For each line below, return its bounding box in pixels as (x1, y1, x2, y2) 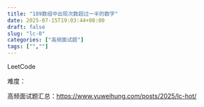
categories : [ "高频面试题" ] (7, 37, 84, 44)
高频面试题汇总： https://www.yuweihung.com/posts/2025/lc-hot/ (7, 92, 197, 100)
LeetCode (7, 63, 36, 70)
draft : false (7, 23, 46, 30)
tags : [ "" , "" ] (7, 43, 49, 50)
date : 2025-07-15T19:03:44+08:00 (7, 17, 105, 24)
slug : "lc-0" (7, 30, 46, 37)
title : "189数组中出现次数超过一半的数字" (7, 10, 118, 18)
